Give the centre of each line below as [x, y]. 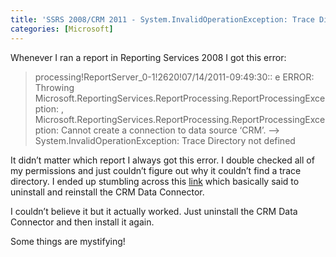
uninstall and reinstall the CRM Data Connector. [107, 192]
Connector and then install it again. [82, 222]
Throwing [54, 87]
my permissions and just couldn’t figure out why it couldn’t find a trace [156, 170]
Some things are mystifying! [68, 241]
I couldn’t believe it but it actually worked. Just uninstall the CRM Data [154, 211]
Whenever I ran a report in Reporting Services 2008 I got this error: [148, 57]
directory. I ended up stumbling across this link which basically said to [155, 181]
